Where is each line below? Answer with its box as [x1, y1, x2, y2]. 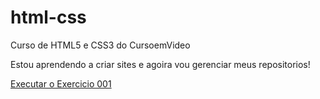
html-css [10, 6, 87, 29]
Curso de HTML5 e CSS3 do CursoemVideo [10, 39, 191, 51]
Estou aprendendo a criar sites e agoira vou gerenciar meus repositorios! [10, 58, 311, 70]
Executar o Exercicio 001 [10, 77, 112, 90]
